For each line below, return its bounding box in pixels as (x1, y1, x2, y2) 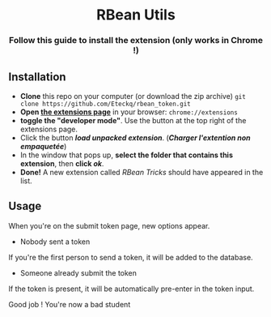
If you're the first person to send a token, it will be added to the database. (8, 252, 253, 262)
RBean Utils (96, 6, 176, 24)
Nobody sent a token (19, 237, 91, 246)
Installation (8, 70, 66, 84)
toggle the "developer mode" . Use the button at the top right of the (19, 115, 247, 125)
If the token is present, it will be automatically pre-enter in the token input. (8, 284, 255, 293)
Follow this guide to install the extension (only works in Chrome (9, 35, 263, 46)
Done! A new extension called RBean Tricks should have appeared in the (19, 167, 264, 177)
